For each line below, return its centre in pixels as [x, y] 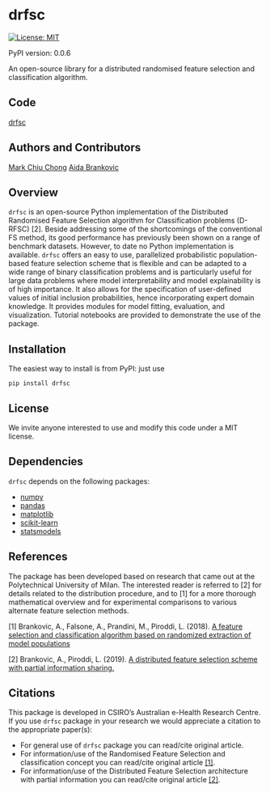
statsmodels [40, 531]
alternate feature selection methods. [69, 610]
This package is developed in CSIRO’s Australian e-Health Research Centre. [135, 713]
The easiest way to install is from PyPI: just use [86, 369]
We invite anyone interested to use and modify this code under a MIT [123, 428]
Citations [32, 693]
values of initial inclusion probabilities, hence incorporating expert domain [131, 298]
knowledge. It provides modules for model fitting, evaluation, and [116, 307]
